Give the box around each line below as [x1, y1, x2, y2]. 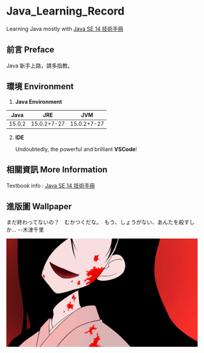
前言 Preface [6, 44, 55, 55]
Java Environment [15, 98, 63, 105]
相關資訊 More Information [6, 165, 108, 175]
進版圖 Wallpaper [6, 202, 72, 212]
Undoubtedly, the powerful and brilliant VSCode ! [15, 145, 138, 153]
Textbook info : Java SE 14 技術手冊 [6, 182, 95, 189]
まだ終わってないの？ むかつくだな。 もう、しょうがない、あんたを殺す [6, 219, 189, 226]
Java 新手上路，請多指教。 [6, 62, 73, 69]
